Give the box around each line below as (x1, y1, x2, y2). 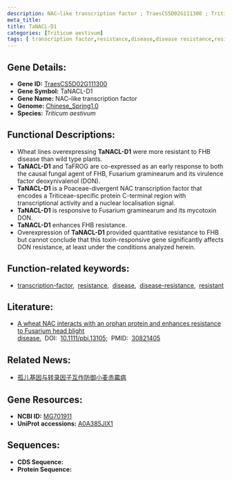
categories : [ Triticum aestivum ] (7, 29, 104, 37)
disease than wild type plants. (17, 155, 102, 163)
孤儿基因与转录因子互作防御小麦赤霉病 (17, 374, 126, 382)
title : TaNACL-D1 (7, 23, 57, 30)
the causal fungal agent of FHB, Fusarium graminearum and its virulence (17, 169, 224, 177)
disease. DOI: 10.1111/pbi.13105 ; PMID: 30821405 (17, 334, 161, 343)
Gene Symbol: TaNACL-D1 (17, 87, 93, 95)
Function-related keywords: (7, 263, 130, 275)
